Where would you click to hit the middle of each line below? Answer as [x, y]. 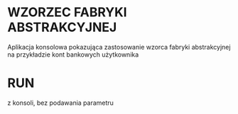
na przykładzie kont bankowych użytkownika [73, 55]
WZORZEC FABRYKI [67, 12]
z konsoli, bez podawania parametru [60, 103]
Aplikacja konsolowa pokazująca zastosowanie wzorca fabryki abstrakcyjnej [119, 47]
